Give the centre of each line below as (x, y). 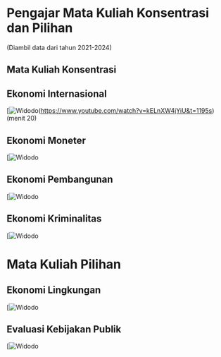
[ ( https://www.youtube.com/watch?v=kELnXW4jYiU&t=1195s (109, 111)
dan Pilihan (40, 28)
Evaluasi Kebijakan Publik (64, 329)
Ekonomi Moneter (46, 140)
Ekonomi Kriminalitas (54, 219)
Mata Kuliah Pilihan (64, 264)
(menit (16, 119)
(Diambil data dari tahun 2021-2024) (59, 47)
